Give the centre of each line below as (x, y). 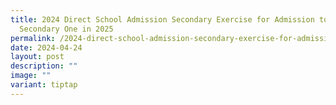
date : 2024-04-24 (46, 47)
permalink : (33, 38)
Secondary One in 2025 (66, 29)
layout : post (37, 57)
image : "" (31, 76)
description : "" (44, 66)
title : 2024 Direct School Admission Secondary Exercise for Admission (162, 19)
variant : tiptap (44, 85)
